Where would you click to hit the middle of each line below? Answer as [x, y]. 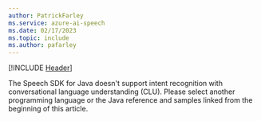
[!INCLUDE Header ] [41, 68]
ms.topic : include [39, 38]
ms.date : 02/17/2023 [43, 30]
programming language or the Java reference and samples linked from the [130, 100]
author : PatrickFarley [46, 16]
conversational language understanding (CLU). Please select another [122, 92]
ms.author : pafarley [43, 45]
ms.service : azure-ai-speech [57, 23]
